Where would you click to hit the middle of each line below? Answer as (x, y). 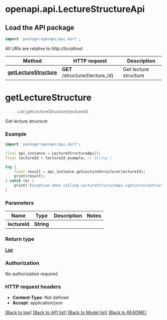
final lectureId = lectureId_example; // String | (59, 158)
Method (33, 61)
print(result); (30, 176)
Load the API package (40, 28)
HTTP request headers (33, 287)
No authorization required (32, 274)
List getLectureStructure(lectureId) (53, 111)
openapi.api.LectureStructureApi (75, 9)
